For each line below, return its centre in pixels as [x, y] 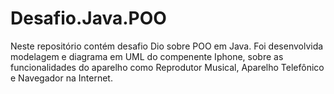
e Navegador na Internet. [61, 78]
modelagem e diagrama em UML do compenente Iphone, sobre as [147, 56]
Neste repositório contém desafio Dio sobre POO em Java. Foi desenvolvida [167, 46]
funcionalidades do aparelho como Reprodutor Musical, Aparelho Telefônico [167, 67]
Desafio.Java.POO [88, 18]
